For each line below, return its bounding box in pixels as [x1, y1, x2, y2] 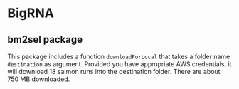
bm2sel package [7, 33, 83, 46]
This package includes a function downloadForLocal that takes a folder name [7, 52, 230, 61]
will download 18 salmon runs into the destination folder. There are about [7, 68, 221, 75]
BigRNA [7, 5, 55, 21]
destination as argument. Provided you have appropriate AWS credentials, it [7, 60, 232, 68]
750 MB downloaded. [7, 75, 70, 83]
